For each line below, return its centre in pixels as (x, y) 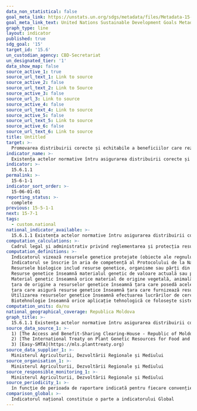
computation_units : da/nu (38, 306)
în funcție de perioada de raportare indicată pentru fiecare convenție (102, 388)
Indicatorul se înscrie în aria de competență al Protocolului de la (98, 263)
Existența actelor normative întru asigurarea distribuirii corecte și (101, 159)
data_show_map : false (33, 66)
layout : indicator (28, 33)
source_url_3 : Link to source (43, 99)
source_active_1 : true (34, 72)
